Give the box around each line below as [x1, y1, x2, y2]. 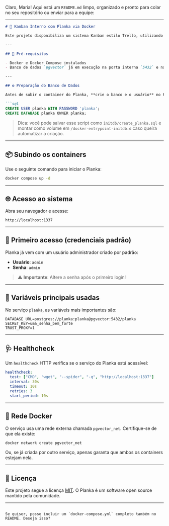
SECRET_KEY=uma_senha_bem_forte [5, 321, 73, 326]
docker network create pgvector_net [5, 440, 82, 446]
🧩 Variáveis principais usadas [5, 294, 100, 302]
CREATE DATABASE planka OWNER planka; [5, 111, 87, 116]
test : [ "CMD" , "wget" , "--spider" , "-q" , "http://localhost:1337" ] [10, 375, 154, 380]
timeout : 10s [10, 384, 37, 389]
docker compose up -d [5, 176, 51, 181]
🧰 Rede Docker [5, 412, 52, 420]
